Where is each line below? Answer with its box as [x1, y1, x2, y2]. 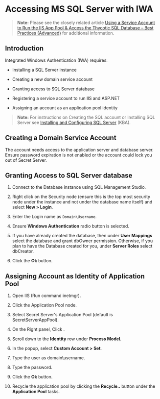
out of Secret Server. [5, 157, 47, 163]
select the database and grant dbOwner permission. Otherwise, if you [12, 238, 153, 244]
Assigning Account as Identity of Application [5, 272, 145, 280]
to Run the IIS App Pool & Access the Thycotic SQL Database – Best [17, 25, 154, 30]
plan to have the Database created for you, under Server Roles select [12, 243, 153, 249]
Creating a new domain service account [12, 76, 93, 82]
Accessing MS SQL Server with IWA [5, 3, 153, 15]
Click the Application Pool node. [12, 302, 77, 308]
